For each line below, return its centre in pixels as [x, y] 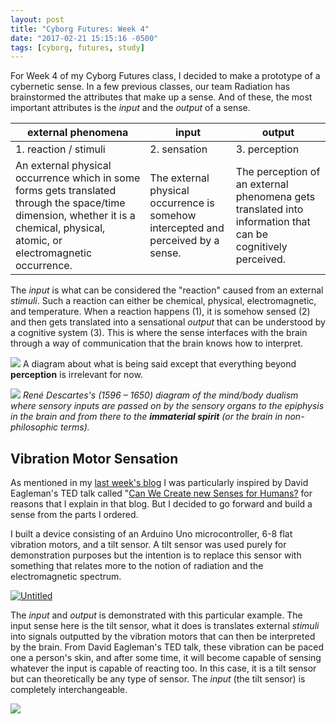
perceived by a [184, 241]
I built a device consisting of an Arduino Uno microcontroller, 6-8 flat [151, 534]
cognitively [261, 247]
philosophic [34, 427]
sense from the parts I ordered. [74, 515]
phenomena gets [275, 197]
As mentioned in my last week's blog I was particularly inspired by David [159, 483]
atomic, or [39, 241]
